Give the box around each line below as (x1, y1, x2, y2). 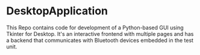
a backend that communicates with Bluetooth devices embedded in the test (6, 36, 194, 44)
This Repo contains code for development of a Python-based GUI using (6, 24, 184, 31)
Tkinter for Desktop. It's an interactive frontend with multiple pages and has (6, 30, 194, 37)
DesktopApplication (6, 4, 108, 18)
